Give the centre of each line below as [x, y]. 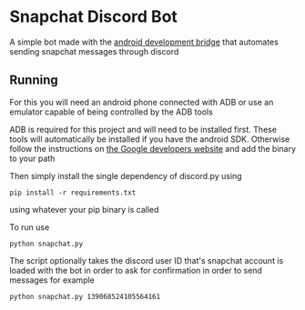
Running [34, 80]
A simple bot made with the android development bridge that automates [144, 42]
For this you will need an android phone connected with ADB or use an [142, 102]
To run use [30, 227]
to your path [32, 158]
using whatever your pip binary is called [84, 209]
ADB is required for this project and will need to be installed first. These [143, 129]
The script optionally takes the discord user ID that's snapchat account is [147, 260]
